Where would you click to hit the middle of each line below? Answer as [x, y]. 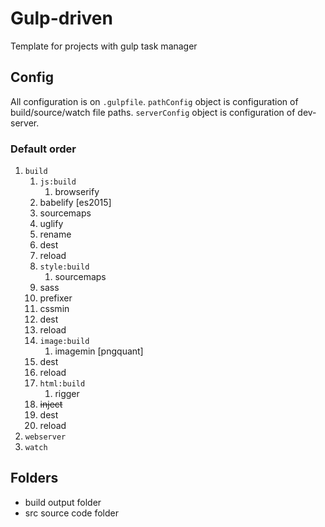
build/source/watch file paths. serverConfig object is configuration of [153, 112]
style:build [64, 267]
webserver [45, 437]
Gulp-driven [61, 18]
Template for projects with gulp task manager [104, 46]
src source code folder [71, 513]
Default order [43, 149]
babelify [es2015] [75, 203]
